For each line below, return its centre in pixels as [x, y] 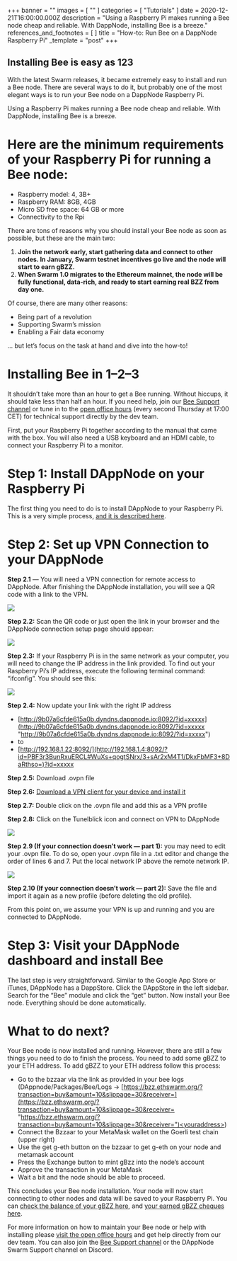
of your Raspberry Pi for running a [109, 159]
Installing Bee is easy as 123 [70, 63]
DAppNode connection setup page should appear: [81, 629]
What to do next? [58, 1031]
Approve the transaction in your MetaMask [80, 1170]
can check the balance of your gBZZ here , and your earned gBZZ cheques [116, 1206]
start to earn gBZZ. [46, 267]
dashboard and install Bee [86, 960]
